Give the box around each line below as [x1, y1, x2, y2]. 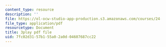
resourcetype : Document [5, 25, 54, 30]
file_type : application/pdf [5, 21, 63, 26]
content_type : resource [5, 7, 54, 12]
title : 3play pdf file [5, 30, 52, 35]
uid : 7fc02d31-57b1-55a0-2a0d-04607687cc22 [5, 35, 96, 40]
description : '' [5, 12, 39, 17]
